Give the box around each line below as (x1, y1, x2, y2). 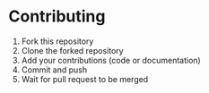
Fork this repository (21, 36, 94, 46)
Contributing (8, 6, 106, 27)
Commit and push (21, 64, 88, 75)
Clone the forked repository (21, 45, 124, 55)
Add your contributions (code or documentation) (21, 55, 201, 65)
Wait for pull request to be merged (21, 73, 149, 84)
